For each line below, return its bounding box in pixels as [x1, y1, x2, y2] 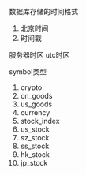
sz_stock [20, 133, 50, 142]
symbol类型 [9, 67, 47, 76]
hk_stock [20, 150, 50, 159]
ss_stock [20, 141, 50, 151]
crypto [20, 83, 43, 92]
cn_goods [20, 91, 53, 100]
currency [20, 108, 50, 117]
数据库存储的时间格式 [9, 7, 78, 16]
